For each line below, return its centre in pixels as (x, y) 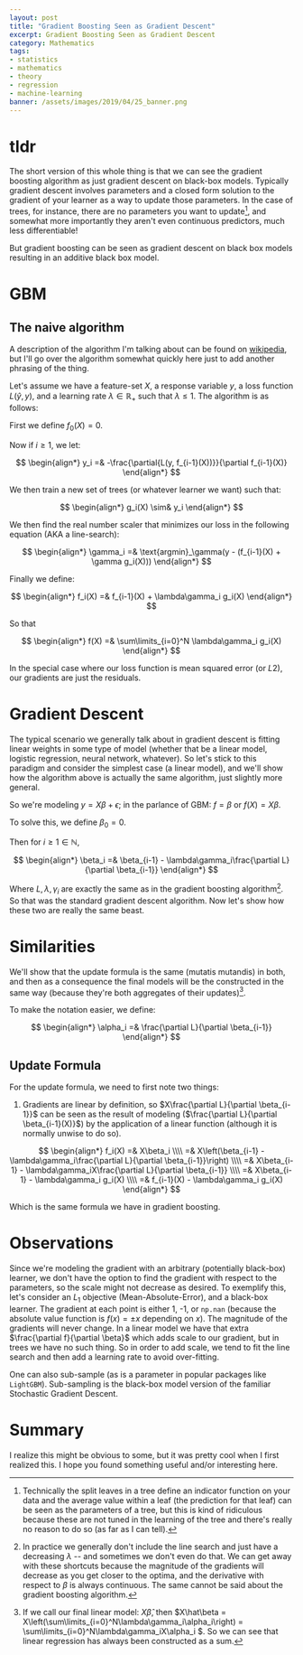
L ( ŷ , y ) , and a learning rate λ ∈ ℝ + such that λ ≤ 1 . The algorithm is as (139, 397)
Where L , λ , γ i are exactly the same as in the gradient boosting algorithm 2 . (147, 889)
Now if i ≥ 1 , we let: (45, 444)
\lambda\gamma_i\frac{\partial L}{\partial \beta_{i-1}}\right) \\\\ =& (132, 1161)
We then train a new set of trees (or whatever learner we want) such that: (145, 490)
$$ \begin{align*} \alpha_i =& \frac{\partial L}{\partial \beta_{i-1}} (151, 1027)
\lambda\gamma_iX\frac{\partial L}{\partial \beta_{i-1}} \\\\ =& (139, 1170)
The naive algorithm (67, 327)
